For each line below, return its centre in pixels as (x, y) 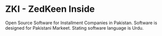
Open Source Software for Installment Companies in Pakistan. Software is (81, 23)
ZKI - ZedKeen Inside (50, 9)
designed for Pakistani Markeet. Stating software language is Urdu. (74, 28)
